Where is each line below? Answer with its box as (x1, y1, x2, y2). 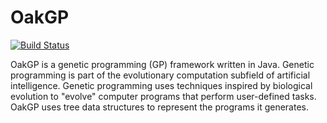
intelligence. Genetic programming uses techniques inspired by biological (10, 79, 313, 91)
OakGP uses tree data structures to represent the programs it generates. (10, 101, 310, 113)
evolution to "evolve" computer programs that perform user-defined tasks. (10, 90, 317, 102)
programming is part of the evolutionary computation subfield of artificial (10, 69, 311, 81)
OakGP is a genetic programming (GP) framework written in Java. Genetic (10, 58, 315, 70)
